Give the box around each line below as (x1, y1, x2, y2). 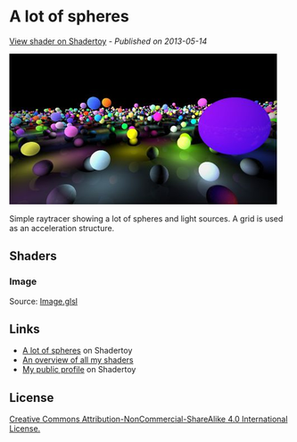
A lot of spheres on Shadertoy (21, 346, 133, 356)
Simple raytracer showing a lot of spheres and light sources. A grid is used (9, 213, 284, 224)
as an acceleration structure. (9, 222, 115, 233)
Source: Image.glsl (9, 296, 78, 306)
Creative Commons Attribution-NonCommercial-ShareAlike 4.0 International (9, 413, 288, 425)
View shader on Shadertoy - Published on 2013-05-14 (9, 36, 208, 46)
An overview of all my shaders (21, 354, 134, 365)
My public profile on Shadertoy (21, 364, 136, 375)
